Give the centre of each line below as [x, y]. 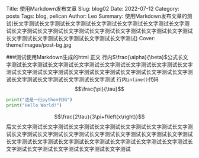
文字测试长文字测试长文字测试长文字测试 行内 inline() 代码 [87, 79]
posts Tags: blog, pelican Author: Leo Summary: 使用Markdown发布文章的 [97, 16]
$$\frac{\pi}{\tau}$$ [99, 89]
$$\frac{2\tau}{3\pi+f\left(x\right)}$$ [99, 117]
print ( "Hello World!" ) [34, 105]
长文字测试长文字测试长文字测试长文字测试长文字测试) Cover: [81, 38]
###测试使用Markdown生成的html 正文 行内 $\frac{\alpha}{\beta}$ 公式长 [95, 57]
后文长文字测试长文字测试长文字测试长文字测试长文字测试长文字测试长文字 [97, 127]
